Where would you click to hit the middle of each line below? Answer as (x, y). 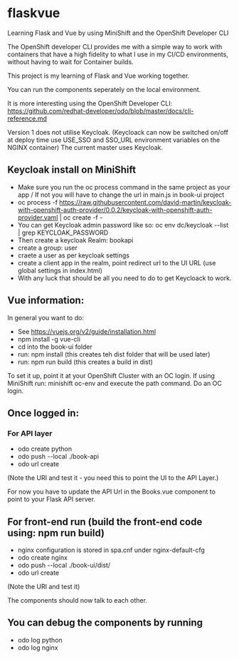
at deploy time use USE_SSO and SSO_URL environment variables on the (114, 140)
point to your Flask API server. (52, 499)
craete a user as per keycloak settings (74, 255)
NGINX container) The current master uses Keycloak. (85, 147)
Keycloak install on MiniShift (72, 170)
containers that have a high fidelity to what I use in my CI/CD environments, (118, 54)
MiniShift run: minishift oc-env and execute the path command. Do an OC (115, 383)
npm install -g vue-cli (49, 339)
